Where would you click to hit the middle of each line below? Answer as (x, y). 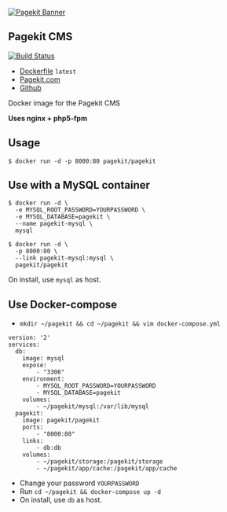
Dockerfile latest (48, 71)
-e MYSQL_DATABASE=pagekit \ (63, 217)
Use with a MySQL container (79, 185)
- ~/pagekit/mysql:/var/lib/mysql (93, 407)
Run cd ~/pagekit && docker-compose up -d (90, 492)
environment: (44, 379)
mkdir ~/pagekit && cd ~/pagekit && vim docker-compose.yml (120, 324)
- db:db (49, 448)
